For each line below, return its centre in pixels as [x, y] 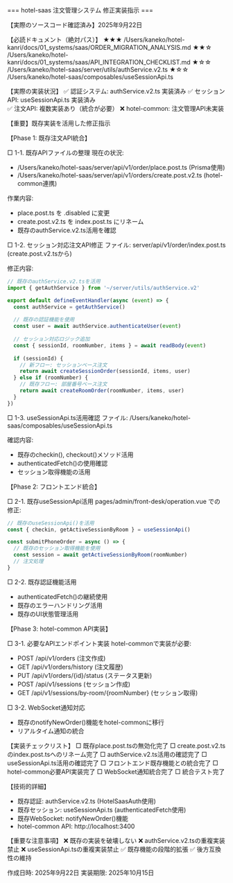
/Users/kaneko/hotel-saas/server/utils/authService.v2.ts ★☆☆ [98, 69]
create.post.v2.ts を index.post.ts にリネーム [80, 221]
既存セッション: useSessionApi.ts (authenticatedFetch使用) [102, 810]
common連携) [37, 183]
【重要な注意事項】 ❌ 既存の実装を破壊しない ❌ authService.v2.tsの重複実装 [116, 840]
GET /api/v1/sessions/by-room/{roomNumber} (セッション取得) [107, 692]
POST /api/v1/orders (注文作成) [61, 658]
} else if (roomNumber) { [51, 378]
